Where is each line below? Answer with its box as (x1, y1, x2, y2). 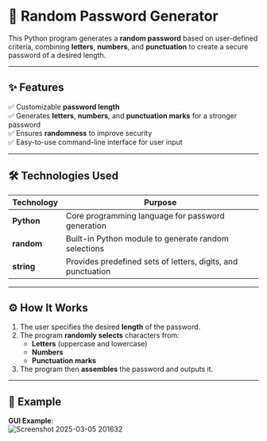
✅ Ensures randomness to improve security (8, 128, 153, 137)
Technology (12, 196, 58, 207)
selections (66, 242, 105, 253)
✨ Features (8, 81, 64, 95)
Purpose (144, 196, 177, 207)
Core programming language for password (66, 210, 225, 221)
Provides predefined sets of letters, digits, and (66, 256, 238, 267)
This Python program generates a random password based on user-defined (8, 33, 258, 43)
